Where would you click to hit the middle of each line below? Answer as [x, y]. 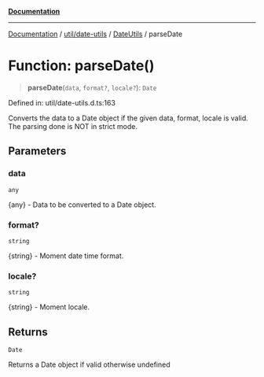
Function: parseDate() [81, 66]
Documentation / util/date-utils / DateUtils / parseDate [95, 34]
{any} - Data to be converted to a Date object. [82, 205]
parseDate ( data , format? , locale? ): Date [92, 87]
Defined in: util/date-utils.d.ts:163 [62, 102]
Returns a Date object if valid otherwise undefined [89, 364]
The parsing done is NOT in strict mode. [73, 126]
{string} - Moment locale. [49, 307]
